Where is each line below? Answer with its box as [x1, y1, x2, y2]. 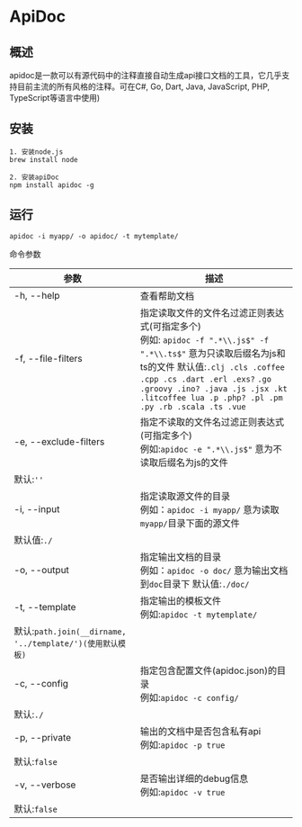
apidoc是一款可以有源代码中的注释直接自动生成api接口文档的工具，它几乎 [9, 70, 282, 80]
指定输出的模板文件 [139, 594, 222, 607]
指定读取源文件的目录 [139, 490, 231, 502]
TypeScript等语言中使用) [9, 93, 101, 103]
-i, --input [13, 502, 60, 515]
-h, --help [13, 289, 60, 301]
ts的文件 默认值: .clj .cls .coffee [139, 360, 285, 373]
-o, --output [13, 563, 70, 576]
